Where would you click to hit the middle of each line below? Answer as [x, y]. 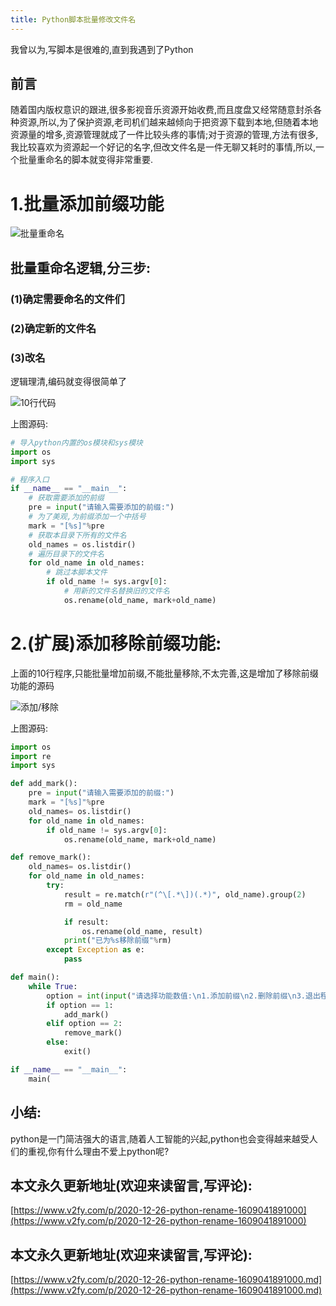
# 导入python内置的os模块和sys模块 [76, 442]
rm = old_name [93, 904]
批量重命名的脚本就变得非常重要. [86, 160]
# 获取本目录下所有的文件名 [77, 535]
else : [58, 1042]
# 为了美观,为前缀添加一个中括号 [87, 517]
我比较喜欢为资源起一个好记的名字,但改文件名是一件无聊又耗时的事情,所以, [163, 147]
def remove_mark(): [51, 857]
